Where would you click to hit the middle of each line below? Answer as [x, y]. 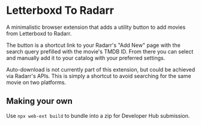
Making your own [40, 101]
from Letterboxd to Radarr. [39, 33]
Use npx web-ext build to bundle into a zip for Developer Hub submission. [98, 115]
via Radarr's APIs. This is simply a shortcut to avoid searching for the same [99, 76]
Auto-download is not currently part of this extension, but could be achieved [101, 69]
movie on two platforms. [36, 82]
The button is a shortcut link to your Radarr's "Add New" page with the [94, 45]
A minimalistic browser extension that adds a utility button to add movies [96, 27]
